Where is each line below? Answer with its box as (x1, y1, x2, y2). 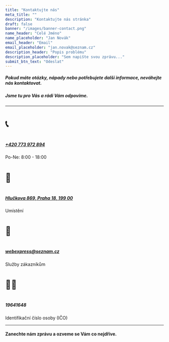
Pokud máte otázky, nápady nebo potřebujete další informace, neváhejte (5, 74, 162, 81)
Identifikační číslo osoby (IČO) (5, 315, 68, 321)
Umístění (5, 208, 24, 214)
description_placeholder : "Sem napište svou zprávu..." (5, 54, 125, 60)
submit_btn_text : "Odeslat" (5, 59, 64, 64)
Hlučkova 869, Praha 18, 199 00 (5, 195, 73, 201)
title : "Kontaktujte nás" (5, 7, 59, 13)
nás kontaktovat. (5, 80, 42, 86)
